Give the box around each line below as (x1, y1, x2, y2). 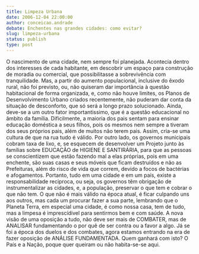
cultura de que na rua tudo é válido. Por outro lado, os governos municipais (6, 134, 191, 141)
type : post (6, 42, 33, 48)
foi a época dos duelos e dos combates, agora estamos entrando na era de (6, 228, 190, 235)
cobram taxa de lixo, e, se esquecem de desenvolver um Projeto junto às (6, 140, 184, 147)
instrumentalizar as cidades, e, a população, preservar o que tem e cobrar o (6, 184, 192, 191)
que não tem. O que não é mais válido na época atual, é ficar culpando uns (6, 190, 189, 198)
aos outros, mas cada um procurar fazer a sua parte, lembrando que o (6, 196, 178, 204)
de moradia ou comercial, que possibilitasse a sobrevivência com (6, 71, 166, 78)
